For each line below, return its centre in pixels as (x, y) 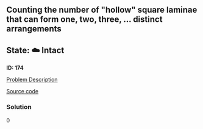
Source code (22, 91)
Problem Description (32, 80)
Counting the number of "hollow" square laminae (102, 10)
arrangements (34, 29)
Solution (19, 107)
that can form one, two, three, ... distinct (84, 20)
